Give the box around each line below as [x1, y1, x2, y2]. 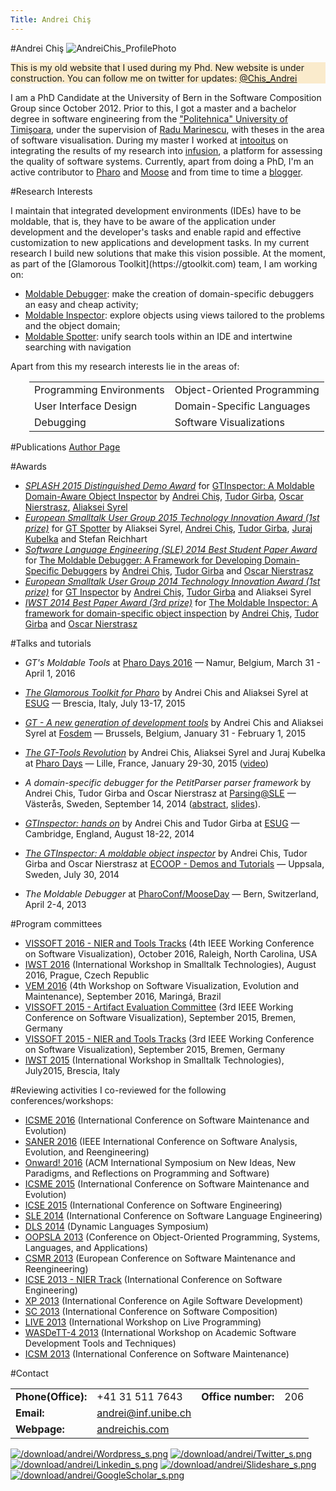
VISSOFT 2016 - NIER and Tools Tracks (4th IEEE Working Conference [24, 937, 315, 949]
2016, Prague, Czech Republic [24, 969, 150, 981]
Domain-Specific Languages [174, 399, 311, 413]
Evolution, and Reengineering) [24, 1146, 150, 1158]
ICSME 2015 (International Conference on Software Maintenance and [24, 1177, 310, 1190]
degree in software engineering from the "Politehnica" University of [10, 112, 289, 125]
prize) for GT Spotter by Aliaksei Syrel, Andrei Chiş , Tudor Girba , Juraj [24, 522, 313, 534]
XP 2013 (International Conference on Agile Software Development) [24, 1294, 304, 1306]
